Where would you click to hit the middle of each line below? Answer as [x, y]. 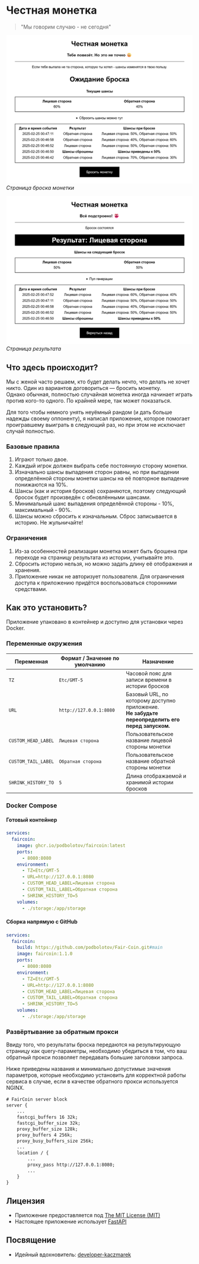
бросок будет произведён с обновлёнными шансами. [83, 498]
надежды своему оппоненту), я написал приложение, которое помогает [98, 419]
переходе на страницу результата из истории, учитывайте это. [94, 557]
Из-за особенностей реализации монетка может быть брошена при [101, 551]
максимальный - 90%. [43, 510]
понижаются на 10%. [41, 485]
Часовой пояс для [149, 673]
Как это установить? [47, 608]
